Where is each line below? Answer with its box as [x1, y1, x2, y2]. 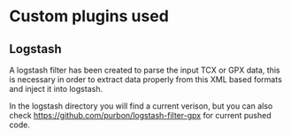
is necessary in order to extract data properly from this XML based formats [9, 74, 283, 85]
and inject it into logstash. [9, 84, 103, 94]
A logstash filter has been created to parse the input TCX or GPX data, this [9, 65, 280, 75]
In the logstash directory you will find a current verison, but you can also [9, 101, 273, 111]
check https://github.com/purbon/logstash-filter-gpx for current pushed [9, 110, 272, 120]
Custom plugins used [9, 6, 170, 27]
